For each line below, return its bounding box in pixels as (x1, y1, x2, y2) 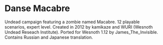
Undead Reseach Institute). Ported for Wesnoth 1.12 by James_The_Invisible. (4, 29, 159, 35)
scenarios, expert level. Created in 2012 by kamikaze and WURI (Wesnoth (4, 24, 153, 30)
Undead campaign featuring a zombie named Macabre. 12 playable (4, 19, 140, 25)
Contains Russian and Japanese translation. (4, 34, 93, 40)
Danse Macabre (4, 3, 70, 14)
